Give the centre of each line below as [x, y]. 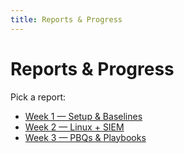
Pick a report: [38, 97]
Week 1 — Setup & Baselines [83, 116]
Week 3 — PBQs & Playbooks [85, 137]
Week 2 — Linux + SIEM [74, 127]
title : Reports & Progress [66, 19]
